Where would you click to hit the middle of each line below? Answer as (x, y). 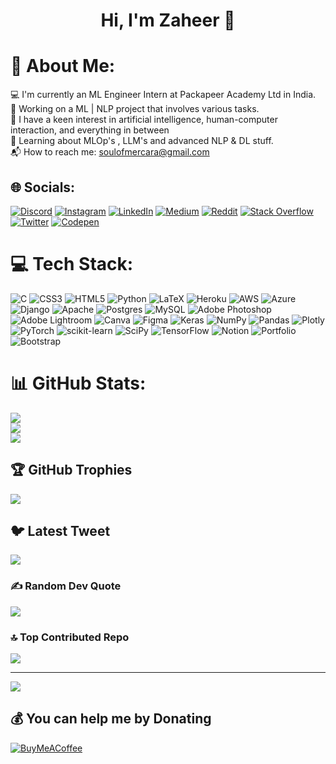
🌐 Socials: (43, 187)
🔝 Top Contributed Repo (70, 637)
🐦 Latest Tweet (60, 531)
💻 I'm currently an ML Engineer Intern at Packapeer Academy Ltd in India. (163, 95)
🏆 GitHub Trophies (71, 470)
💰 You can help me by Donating (111, 719)
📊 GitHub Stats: (78, 383)
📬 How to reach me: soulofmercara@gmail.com (110, 152)
